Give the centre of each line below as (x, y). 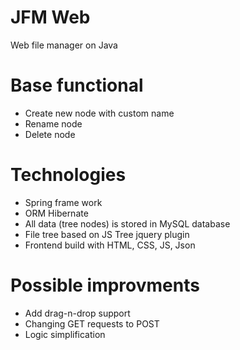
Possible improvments (105, 285)
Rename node (53, 123)
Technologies (68, 175)
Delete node (50, 134)
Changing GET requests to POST (92, 323)
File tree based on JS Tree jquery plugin (107, 234)
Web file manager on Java (64, 45)
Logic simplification (65, 334)
